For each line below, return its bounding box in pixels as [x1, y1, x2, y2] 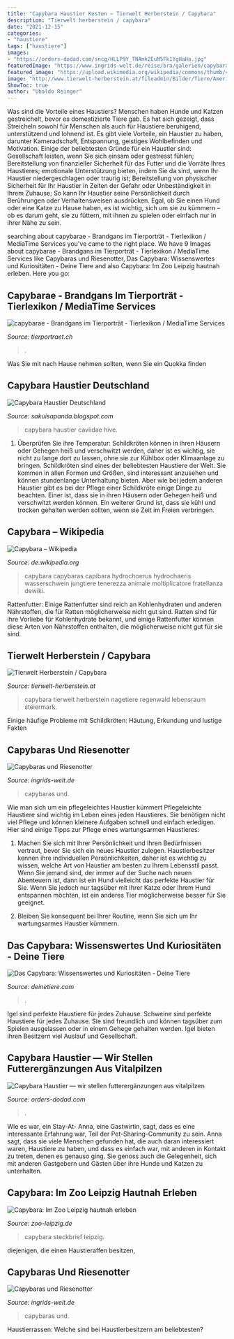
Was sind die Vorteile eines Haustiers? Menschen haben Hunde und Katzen [7, 108, 224, 116]
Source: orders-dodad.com [7, 1095, 86, 1104]
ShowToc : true [7, 82, 49, 89]
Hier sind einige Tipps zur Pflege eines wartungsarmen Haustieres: [7, 826, 200, 834]
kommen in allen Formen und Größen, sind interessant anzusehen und [17, 469, 219, 477]
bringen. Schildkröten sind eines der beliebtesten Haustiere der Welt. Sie [17, 461, 226, 469]
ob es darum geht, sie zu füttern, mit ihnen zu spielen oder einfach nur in [7, 211, 217, 220]
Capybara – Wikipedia [7, 526, 104, 538]
